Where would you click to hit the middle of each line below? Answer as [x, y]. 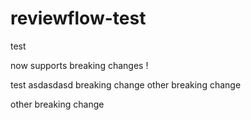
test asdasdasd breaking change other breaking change [126, 84]
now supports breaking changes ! [79, 65]
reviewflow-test [78, 18]
